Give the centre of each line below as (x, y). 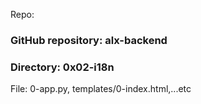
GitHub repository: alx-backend (89, 40)
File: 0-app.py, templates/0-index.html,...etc (101, 89)
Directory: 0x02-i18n (62, 67)
